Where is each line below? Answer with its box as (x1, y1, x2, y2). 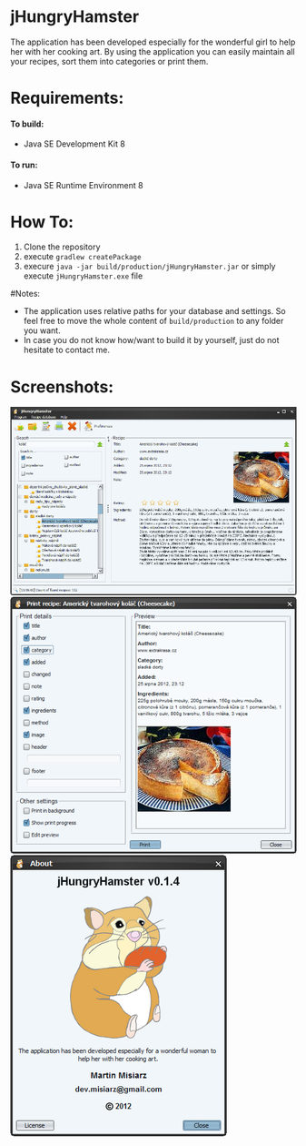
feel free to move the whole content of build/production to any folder (23, 316, 284, 327)
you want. (23, 325, 62, 336)
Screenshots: (10, 376, 114, 397)
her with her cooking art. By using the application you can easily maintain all (10, 46, 295, 56)
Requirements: (10, 88, 124, 108)
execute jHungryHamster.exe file (23, 270, 143, 281)
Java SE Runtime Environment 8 (23, 179, 143, 190)
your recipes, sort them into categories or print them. (10, 56, 209, 66)
